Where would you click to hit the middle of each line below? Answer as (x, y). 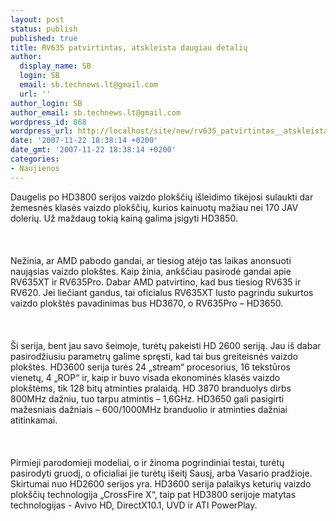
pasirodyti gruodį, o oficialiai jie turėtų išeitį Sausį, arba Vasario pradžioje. (161, 473)
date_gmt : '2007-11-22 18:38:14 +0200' (93, 150)
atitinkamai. (34, 420)
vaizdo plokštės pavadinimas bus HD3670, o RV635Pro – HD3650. (147, 303)
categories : (35, 159)
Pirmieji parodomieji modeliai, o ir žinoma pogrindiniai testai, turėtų (147, 462)
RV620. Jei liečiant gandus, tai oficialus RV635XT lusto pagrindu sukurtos (162, 292)
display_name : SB (55, 66)
